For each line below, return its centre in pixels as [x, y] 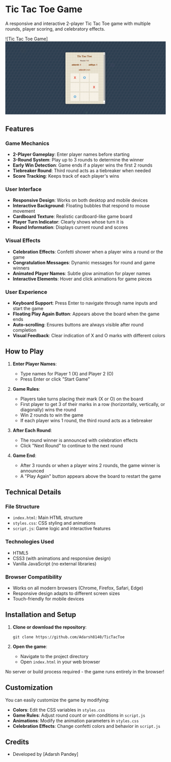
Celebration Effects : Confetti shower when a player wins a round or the [88, 252]
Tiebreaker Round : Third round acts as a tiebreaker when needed [82, 170]
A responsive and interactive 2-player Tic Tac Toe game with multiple [78, 23]
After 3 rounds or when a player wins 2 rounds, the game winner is [90, 465]
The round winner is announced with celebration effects [79, 440]
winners [21, 268]
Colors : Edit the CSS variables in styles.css [59, 710]
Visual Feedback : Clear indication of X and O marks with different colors [89, 335]
